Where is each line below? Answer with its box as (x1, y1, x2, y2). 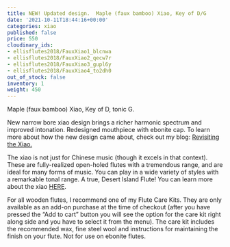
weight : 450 (7, 86, 41, 93)
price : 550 (7, 36, 38, 42)
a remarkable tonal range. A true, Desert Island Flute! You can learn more (7, 175, 214, 183)
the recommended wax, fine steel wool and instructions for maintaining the (7, 225, 218, 233)
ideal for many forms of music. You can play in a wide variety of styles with (7, 168, 219, 177)
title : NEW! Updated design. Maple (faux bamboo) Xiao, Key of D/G (7, 10, 207, 17)
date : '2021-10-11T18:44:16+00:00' (7, 16, 109, 23)
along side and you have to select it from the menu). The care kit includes (7, 218, 215, 226)
